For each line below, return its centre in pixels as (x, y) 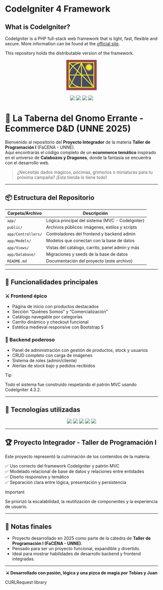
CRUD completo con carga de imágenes (52, 355)
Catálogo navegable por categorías (47, 317)
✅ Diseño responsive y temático (37, 477)
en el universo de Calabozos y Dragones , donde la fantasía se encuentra (78, 157)
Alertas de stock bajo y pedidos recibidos (54, 366)
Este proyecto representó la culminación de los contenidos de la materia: (78, 457)
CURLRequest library (26, 582)
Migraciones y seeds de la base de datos (87, 254)
